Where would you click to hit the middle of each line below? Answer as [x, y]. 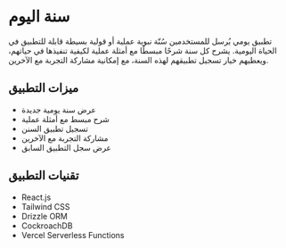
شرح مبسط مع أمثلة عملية [65, 119]
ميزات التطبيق [44, 88]
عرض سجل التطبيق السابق [66, 147]
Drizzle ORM [45, 216]
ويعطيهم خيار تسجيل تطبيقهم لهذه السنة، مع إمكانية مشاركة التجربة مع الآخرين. [139, 60]
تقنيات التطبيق [44, 176]
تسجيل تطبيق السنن [54, 128]
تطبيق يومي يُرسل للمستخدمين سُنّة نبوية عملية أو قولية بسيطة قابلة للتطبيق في [140, 41]
